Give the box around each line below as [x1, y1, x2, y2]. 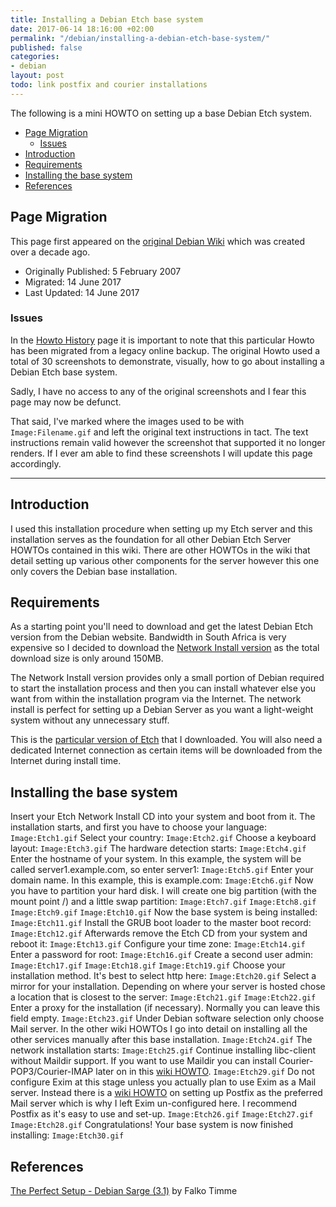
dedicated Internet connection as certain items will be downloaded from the [10, 744, 323, 756]
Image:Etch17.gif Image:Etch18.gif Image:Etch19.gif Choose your [10, 959, 286, 971]
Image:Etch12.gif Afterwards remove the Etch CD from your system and [10, 927, 308, 940]
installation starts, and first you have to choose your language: [10, 821, 268, 833]
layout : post [10, 71, 65, 81]
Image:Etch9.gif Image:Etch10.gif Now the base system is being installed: [10, 906, 318, 918]
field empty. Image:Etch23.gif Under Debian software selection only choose [10, 1012, 325, 1025]
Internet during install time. [10, 755, 122, 767]
